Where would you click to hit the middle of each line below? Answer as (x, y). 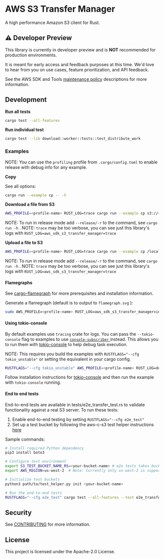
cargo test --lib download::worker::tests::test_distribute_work (73, 139)
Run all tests (18, 112)
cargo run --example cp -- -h (36, 195)
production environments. (31, 55)
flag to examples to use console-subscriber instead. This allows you (90, 339)
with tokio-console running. (33, 382)
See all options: (20, 186)
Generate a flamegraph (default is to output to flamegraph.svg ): (69, 303)
